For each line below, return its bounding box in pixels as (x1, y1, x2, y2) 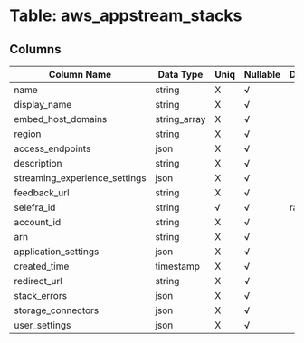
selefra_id (14, 201, 56, 214)
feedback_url (14, 186, 70, 199)
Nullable (243, 69, 281, 81)
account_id (14, 216, 62, 228)
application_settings (14, 245, 100, 258)
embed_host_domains (14, 113, 108, 125)
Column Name (48, 69, 112, 81)
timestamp (155, 260, 201, 272)
